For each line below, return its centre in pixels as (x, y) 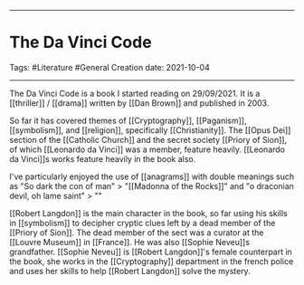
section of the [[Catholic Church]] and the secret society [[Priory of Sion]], (148, 139)
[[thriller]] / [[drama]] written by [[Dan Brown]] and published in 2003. (139, 103)
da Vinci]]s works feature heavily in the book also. (103, 158)
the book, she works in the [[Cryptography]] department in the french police (152, 261)
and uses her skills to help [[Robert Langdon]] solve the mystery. (130, 271)
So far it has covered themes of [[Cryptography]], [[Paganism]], (128, 120)
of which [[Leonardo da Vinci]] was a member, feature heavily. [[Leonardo (147, 149)
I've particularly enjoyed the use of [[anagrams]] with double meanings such (152, 176)
